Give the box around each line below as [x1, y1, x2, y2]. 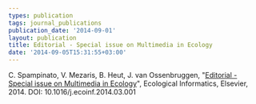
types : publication [8, 11, 74, 20]
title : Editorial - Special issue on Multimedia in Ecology [8, 41, 214, 49]
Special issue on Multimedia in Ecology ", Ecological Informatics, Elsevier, [8, 79, 249, 88]
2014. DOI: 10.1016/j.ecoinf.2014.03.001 [8, 87, 136, 96]
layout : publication [8, 33, 78, 42]
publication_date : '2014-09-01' [8, 26, 116, 34]
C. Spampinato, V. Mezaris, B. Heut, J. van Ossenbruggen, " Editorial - [8, 71, 238, 79]
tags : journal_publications [8, 19, 102, 27]
